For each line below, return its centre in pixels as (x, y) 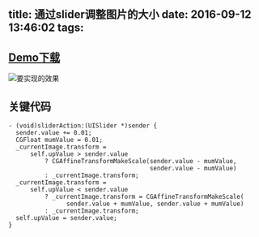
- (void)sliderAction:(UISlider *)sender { (83, 126)
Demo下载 (34, 57)
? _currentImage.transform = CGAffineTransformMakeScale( (144, 197)
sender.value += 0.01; (54, 133)
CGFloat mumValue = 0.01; (59, 140)
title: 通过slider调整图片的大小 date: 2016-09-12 (130, 15)
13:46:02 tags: (46, 28)
